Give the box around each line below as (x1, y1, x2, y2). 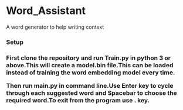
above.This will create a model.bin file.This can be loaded (6, 61, 174, 69)
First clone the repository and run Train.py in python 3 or (6, 54, 171, 62)
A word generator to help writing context (6, 23, 104, 30)
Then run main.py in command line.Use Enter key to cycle (6, 82, 174, 90)
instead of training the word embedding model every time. (6, 68, 175, 77)
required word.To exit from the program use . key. (6, 97, 150, 105)
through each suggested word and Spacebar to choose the (6, 89, 177, 97)
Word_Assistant (6, 4, 86, 18)
